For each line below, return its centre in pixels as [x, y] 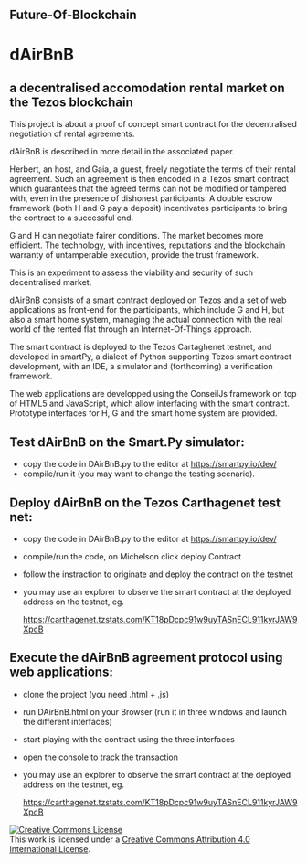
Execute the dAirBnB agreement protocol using [146, 658]
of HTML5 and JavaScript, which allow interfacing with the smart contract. [150, 404]
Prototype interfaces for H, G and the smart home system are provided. [143, 413]
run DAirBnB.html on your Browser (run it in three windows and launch [155, 711]
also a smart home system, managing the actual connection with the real [146, 320]
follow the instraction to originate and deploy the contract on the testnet [158, 574]
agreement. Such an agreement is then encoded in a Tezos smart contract [149, 179]
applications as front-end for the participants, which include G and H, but [147, 310]
